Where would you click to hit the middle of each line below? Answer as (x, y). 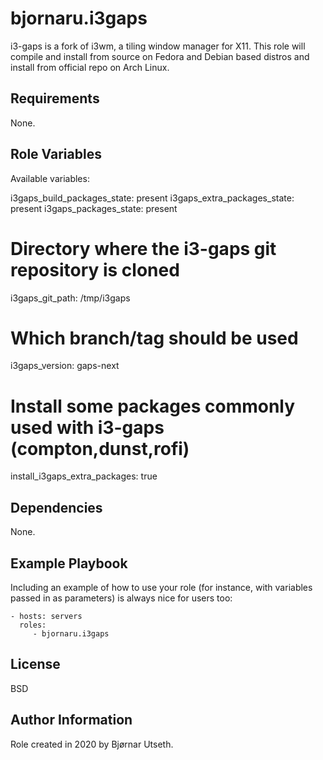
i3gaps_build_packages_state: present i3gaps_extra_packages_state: (152, 198)
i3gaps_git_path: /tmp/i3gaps (70, 298)
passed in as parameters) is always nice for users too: (121, 598)
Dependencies (56, 507)
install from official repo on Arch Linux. (90, 67)
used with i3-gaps (87, 427)
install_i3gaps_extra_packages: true (84, 476)
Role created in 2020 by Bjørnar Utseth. (92, 744)
